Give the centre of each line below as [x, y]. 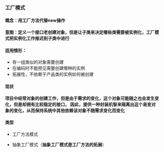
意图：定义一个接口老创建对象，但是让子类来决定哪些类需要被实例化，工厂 [80, 32]
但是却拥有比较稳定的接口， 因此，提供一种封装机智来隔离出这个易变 [82, 104]
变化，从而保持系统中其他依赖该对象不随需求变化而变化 [69, 110]
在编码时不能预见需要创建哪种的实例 [49, 68]
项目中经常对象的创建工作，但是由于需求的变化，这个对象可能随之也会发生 [80, 98]
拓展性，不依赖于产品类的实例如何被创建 [53, 75]
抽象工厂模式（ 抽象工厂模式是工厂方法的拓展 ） [59, 144]
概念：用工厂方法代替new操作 [35, 20]
